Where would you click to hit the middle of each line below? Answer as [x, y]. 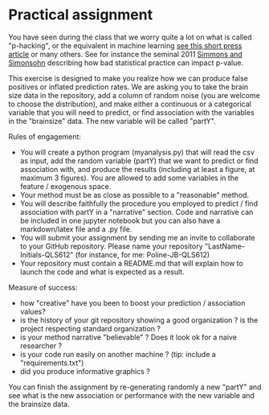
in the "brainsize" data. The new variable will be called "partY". [112, 121]
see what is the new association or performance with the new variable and [132, 395]
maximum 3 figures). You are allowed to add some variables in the [129, 178]
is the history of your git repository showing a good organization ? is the [139, 320]
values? [33, 311]
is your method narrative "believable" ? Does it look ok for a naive [128, 337]
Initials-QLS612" [47, 254]
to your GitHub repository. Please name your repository [111, 246]
